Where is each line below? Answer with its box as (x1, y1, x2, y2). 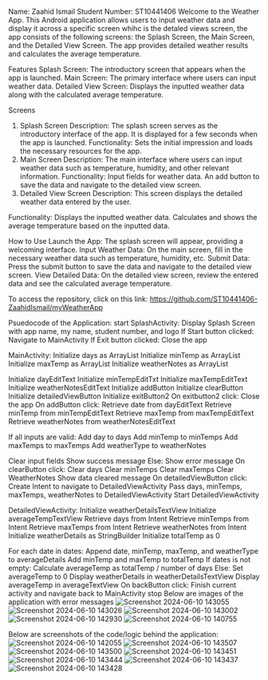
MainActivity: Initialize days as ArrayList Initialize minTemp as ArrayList (8, 351, 241, 360)
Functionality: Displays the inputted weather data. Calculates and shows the (8, 213, 258, 222)
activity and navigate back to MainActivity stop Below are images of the (8, 589, 244, 598)
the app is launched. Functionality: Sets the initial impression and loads (19, 138, 254, 147)
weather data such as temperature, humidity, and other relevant (19, 163, 230, 172)
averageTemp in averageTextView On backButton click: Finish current (8, 580, 237, 589)
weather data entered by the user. (19, 197, 132, 206)
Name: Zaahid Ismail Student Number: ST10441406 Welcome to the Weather (8, 7, 260, 16)
